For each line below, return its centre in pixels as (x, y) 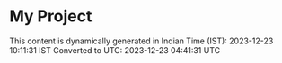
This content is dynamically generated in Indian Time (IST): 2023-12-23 (141, 41)
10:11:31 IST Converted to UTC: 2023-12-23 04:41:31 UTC (115, 50)
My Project (51, 16)
